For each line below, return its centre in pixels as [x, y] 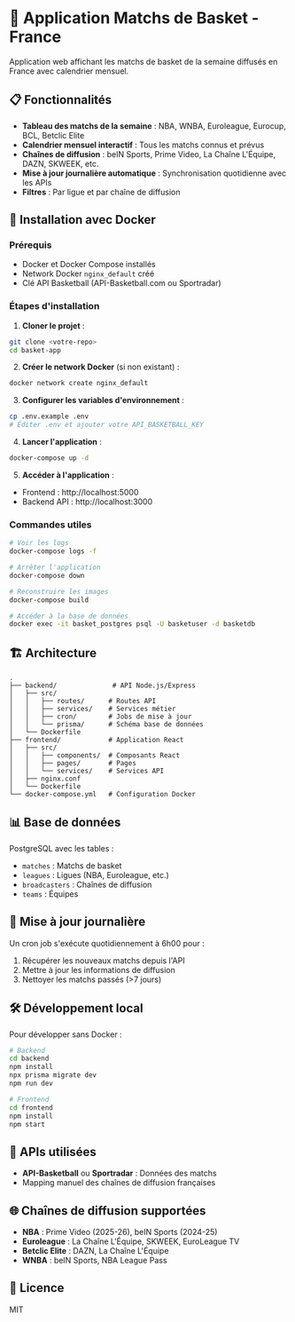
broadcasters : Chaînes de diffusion [87, 884]
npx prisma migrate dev [53, 1075]
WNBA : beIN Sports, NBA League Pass [94, 1261]
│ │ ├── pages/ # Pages [73, 764]
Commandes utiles [50, 525]
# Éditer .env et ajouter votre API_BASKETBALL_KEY [106, 425]
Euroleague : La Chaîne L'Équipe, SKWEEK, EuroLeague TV [131, 1241]
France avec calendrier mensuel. [69, 71]
